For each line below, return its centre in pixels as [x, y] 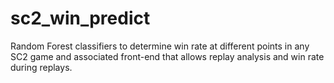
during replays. [41, 67]
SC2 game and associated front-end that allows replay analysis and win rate [167, 56]
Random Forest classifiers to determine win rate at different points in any [160, 46]
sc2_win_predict [80, 18]
